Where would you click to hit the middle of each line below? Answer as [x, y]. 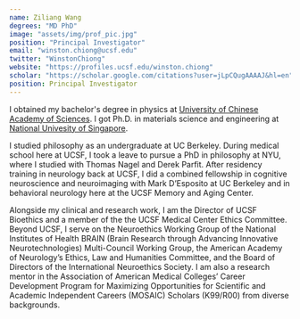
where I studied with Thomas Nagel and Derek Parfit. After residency [136, 164]
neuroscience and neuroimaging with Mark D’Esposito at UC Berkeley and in [150, 183]
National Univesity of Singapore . [69, 128]
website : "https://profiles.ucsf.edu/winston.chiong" [112, 68]
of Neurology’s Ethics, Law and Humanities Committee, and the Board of [142, 257]
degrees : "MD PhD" [43, 26]
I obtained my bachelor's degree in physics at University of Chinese [134, 109]
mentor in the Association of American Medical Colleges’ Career [127, 276]
